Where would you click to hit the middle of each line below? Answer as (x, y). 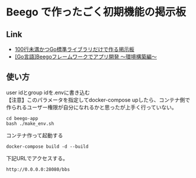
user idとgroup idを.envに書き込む (48, 92)
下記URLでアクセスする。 (37, 158)
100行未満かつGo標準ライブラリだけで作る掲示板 (74, 49)
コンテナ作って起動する (35, 135)
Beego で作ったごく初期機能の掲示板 (96, 12)
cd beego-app (22, 118)
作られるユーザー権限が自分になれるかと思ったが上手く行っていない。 (92, 107)
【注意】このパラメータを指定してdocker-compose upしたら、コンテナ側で (98, 100)
